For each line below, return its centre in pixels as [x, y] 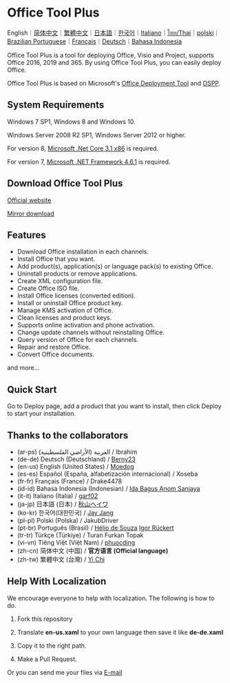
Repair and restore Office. [54, 347]
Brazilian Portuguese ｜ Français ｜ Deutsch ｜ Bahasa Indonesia [95, 41]
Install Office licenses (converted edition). [76, 296]
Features [27, 235]
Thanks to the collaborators [68, 435]
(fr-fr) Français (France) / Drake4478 [70, 481]
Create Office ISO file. [48, 289]
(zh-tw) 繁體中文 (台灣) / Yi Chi [61, 559]
